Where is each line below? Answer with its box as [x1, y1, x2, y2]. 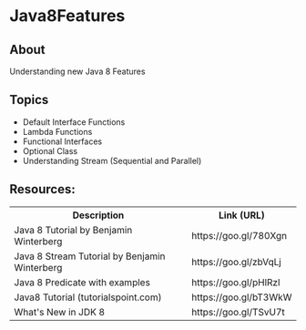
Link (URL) [218, 209, 266, 222]
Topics [9, 92, 49, 108]
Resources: [9, 181, 76, 197]
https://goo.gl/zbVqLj [190, 255, 282, 268]
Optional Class [22, 145, 78, 156]
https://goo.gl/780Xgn [190, 229, 288, 242]
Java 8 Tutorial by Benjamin [14, 223, 133, 236]
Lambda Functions [22, 126, 93, 137]
